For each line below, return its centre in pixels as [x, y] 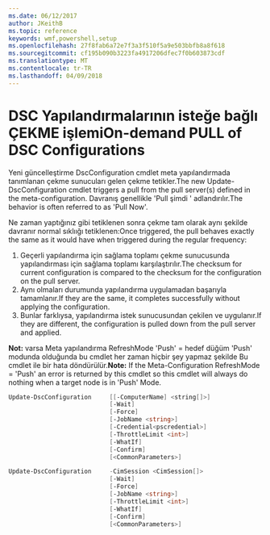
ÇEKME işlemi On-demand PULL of [125, 133]
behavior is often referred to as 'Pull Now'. [78, 207]
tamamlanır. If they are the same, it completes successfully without [130, 298]
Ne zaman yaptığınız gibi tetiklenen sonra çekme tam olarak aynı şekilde [128, 222]
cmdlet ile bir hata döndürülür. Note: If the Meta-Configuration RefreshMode [134, 365]
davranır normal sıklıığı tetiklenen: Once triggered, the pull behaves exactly [131, 231]
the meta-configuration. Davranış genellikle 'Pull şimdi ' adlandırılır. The [126, 198]
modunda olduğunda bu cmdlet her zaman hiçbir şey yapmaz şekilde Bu [128, 357]
